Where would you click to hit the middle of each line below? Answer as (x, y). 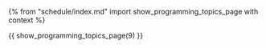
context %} (27, 20)
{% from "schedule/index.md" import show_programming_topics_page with (133, 12)
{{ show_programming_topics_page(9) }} (76, 36)
